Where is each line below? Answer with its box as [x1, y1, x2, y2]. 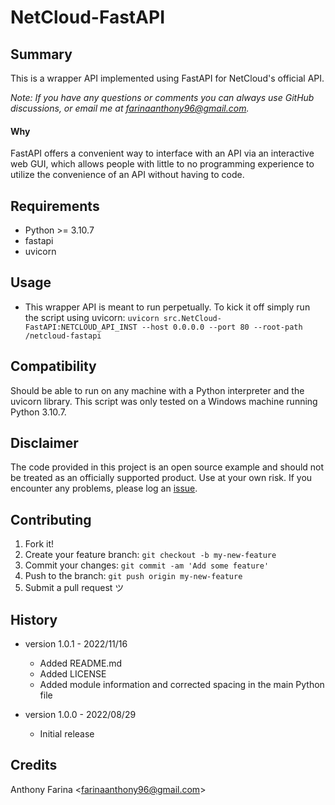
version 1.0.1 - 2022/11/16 [24, 638, 128, 650]
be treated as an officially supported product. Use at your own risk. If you [10, 472, 313, 484]
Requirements [10, 197, 100, 215]
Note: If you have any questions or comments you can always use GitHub [10, 92, 315, 103]
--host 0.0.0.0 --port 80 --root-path [141, 322, 303, 332]
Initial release [39, 728, 95, 740]
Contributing [10, 511, 92, 528]
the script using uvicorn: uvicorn [24, 311, 160, 323]
